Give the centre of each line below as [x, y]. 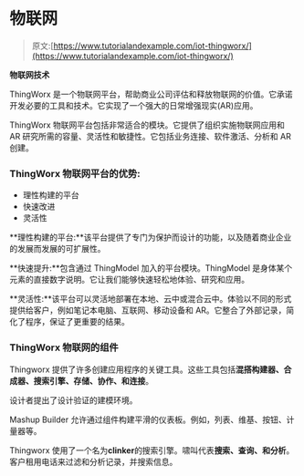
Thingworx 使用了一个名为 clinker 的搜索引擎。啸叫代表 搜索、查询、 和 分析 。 [152, 450]
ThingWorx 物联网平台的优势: [75, 173]
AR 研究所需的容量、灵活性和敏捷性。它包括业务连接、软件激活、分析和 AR [151, 136]
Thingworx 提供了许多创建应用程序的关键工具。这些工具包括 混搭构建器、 [147, 369]
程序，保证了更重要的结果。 [77, 322]
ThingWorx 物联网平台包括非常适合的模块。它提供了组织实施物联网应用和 [147, 125]
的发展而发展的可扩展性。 [58, 249]
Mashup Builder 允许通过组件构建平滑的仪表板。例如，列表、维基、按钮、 [148, 419]
